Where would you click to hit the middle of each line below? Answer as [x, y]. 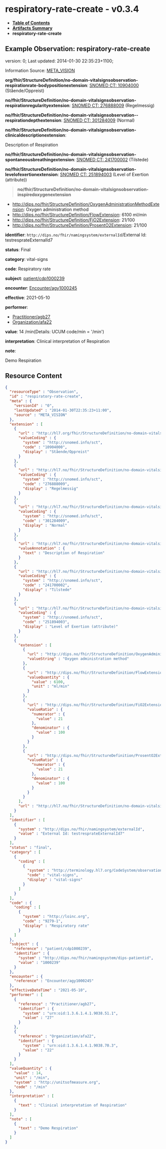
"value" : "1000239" [39, 962]
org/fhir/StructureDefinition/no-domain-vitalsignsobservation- [72, 80]
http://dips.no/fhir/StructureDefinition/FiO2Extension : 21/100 [73, 220]
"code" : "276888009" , [46, 484]
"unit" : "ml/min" [50, 687]
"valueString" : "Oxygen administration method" [78, 659]
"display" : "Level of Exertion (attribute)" [71, 627]
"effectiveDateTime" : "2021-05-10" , [48, 990]
